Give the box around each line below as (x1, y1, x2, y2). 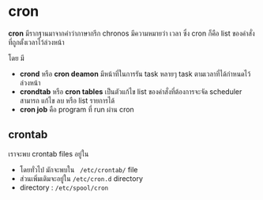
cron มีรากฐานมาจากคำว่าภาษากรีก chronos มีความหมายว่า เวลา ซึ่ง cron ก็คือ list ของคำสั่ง (8, 28, 255, 38)
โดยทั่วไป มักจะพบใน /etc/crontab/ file (19, 164, 138, 174)
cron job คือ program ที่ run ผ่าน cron (19, 104, 134, 114)
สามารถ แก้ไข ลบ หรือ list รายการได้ (19, 96, 115, 105)
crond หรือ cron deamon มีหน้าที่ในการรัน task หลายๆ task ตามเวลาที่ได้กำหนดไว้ (19, 69, 251, 78)
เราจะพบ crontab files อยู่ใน (8, 149, 89, 158)
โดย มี (8, 53, 25, 62)
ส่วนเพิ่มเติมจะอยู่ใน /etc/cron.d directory (19, 173, 144, 183)
